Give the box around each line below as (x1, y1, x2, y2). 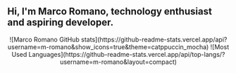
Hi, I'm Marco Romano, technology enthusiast (7, 6, 213, 18)
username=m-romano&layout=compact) (59, 58, 178, 66)
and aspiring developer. (7, 17, 114, 29)
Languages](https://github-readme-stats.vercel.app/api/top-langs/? (28, 50, 225, 58)
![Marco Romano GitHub (9, 35, 80, 44)
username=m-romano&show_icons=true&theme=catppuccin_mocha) (7, 42, 209, 51)
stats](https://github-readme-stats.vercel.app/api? (80, 35, 228, 44)
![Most (210, 42, 230, 51)
